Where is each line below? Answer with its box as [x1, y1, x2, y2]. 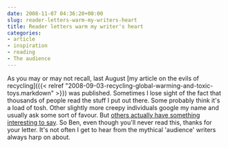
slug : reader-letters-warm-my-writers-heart [7, 17, 137, 24]
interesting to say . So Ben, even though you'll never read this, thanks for [7, 118, 212, 127]
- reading [7, 49, 36, 56]
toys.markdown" [7, 89, 54, 97]
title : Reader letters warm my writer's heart [7, 23, 144, 30]
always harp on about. [7, 133, 71, 141]
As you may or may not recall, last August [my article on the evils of [7, 74, 200, 82]
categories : [7, 29, 41, 37]
